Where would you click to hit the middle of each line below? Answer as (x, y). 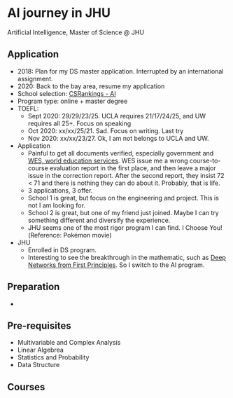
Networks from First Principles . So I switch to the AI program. (116, 265)
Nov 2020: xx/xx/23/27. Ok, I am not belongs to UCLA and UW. (118, 138)
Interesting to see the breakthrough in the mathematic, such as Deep (127, 257)
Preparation (34, 287)
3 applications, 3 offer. (60, 190)
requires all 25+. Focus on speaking (79, 123)
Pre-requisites (39, 325)
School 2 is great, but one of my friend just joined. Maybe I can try (123, 212)
